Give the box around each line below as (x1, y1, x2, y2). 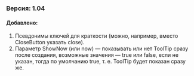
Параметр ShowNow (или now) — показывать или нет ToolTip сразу (14, 45, 189, 52)
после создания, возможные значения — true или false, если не (14, 51, 179, 59)
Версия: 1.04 (6, 4, 45, 13)
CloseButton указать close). (14, 39, 85, 46)
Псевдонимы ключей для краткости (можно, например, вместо (14, 32, 178, 39)
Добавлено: (6, 19, 38, 26)
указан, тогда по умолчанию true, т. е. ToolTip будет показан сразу (14, 58, 186, 65)
